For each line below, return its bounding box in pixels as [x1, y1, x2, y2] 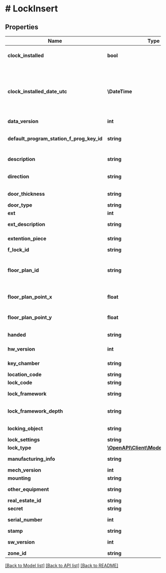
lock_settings [7, 436, 40, 443]
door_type [7, 202, 33, 209]
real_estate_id [7, 497, 41, 504]
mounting [7, 475, 31, 482]
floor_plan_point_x [7, 293, 52, 300]
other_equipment [7, 486, 49, 493]
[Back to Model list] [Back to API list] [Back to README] [5, 563, 119, 569]
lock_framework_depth [7, 408, 63, 415]
